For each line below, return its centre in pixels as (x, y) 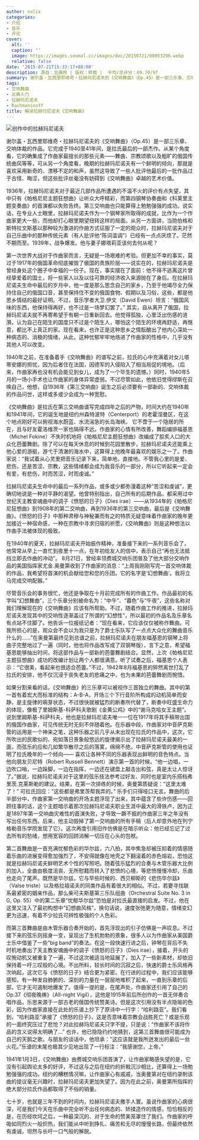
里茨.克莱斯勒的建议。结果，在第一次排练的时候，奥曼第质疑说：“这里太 (94, 784)
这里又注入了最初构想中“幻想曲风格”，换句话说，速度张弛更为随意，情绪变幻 (99, 908)
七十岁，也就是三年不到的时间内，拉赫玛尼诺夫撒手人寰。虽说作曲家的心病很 (99, 1101)
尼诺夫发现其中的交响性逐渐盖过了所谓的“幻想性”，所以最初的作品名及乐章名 (99, 616)
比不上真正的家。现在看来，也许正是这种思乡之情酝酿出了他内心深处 (105, 330)
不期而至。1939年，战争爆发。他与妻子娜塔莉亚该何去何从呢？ (82, 243)
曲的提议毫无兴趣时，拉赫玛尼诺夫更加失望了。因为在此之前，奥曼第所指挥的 (99, 1082)
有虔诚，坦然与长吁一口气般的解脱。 (50, 1131)
